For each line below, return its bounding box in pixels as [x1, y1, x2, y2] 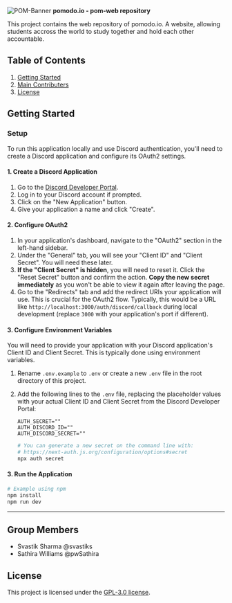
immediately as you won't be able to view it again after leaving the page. [17, 280, 225, 289]
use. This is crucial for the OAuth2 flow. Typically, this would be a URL [17, 295, 216, 303]
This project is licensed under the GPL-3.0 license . [7, 588, 151, 597]
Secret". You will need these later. [17, 258, 113, 267]
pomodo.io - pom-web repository [52, 7, 151, 15]
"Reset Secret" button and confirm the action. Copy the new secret [17, 273, 210, 281]
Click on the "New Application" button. [17, 197, 128, 206]
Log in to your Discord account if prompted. [17, 190, 142, 199]
